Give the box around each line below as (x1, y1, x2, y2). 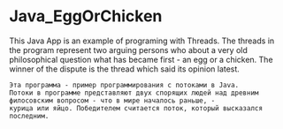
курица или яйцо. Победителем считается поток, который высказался (9, 103, 264, 112)
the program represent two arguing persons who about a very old (9, 44, 248, 55)
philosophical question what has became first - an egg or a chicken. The (9, 54, 273, 64)
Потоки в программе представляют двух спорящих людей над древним (9, 88, 259, 97)
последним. (9, 111, 50, 120)
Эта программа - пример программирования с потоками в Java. (9, 80, 240, 89)
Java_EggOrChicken (9, 6, 163, 27)
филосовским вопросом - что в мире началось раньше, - (9, 95, 216, 105)
